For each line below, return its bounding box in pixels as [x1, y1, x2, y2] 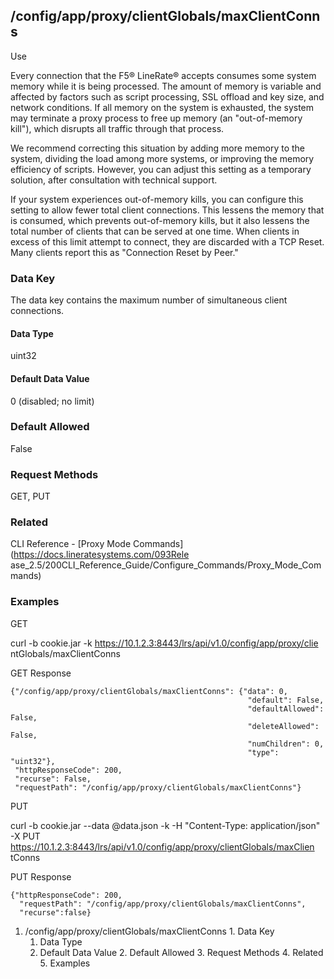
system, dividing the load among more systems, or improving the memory [10, 152, 315, 164]
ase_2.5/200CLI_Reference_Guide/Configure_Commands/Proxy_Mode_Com [10, 559, 322, 571]
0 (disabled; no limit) [10, 395, 95, 407]
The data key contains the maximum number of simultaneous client [10, 294, 288, 306]
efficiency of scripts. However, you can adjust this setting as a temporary [10, 163, 312, 175]
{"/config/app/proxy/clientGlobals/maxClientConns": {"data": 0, [10, 686, 288, 696]
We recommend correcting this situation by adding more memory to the [10, 142, 306, 154]
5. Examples [39, 957, 91, 969]
